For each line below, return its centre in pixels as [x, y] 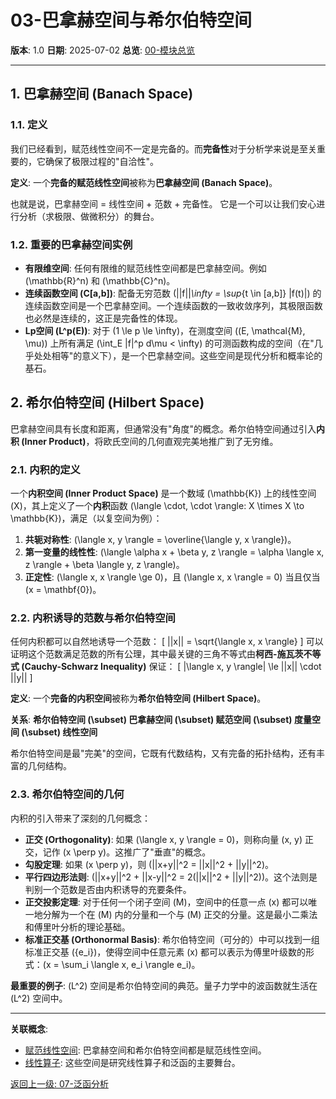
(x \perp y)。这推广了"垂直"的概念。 [137, 852]
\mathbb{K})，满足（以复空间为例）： [86, 518]
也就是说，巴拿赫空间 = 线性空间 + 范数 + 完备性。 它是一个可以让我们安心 [163, 203]
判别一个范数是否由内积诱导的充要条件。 [108, 889]
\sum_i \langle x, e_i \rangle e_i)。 [131, 964]
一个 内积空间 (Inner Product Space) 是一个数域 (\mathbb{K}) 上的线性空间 [163, 493]
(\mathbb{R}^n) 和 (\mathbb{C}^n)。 [100, 280]
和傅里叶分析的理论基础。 [77, 927]
